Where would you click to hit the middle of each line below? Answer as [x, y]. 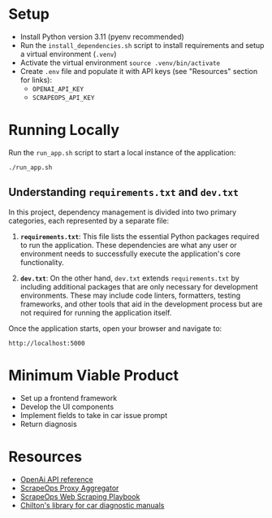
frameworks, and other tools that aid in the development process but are [141, 304]
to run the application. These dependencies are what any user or [128, 245]
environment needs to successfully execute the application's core [130, 254]
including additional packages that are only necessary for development [139, 286]
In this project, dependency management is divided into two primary [123, 211]
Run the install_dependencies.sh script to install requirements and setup [142, 45]
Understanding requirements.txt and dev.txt [124, 192]
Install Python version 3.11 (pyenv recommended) [102, 37]
